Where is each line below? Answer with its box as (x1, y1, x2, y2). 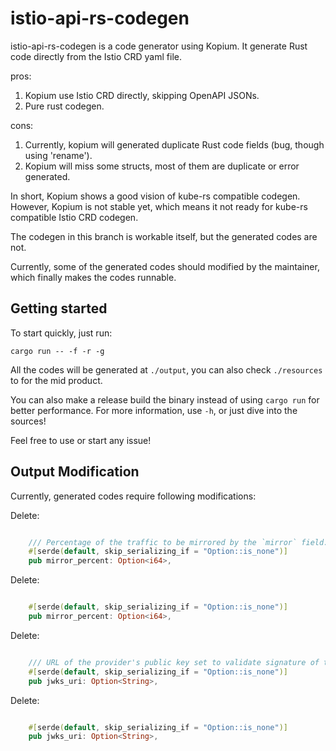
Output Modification (10, 463, 140, 481)
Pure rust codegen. (24, 100, 105, 112)
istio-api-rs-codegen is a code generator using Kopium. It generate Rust (10, 40, 308, 52)
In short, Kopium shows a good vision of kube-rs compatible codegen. (10, 190, 301, 202)
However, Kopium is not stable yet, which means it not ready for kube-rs (10, 200, 308, 212)
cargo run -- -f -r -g (10, 346, 105, 356)
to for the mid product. (10, 374, 103, 386)
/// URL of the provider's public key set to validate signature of (28, 657, 320, 667)
